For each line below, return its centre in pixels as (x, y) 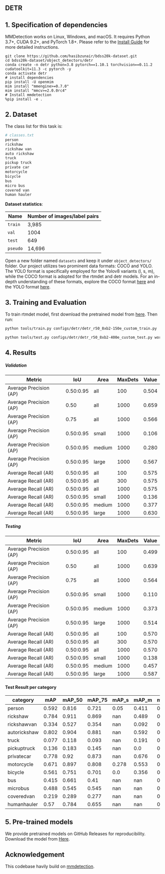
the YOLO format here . (28, 287)
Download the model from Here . (38, 839)
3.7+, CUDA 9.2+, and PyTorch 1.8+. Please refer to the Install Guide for (77, 42)
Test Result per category (31, 687)
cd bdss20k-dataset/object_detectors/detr (49, 61)
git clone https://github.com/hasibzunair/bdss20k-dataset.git (71, 56)
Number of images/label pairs (63, 216)
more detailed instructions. (32, 47)
